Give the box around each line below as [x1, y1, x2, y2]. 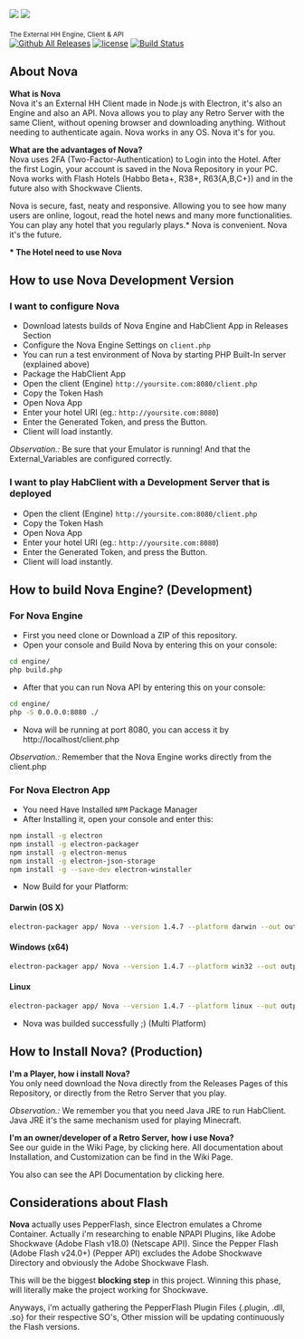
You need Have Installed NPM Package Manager [22, 804, 198, 815]
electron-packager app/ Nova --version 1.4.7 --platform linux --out [9, 1001, 278, 1010]
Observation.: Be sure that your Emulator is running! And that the [9, 444, 251, 454]
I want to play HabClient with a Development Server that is [9, 476, 271, 489]
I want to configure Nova [9, 300, 120, 312]
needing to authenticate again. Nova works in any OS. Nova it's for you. [9, 127, 276, 138]
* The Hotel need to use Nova [9, 246, 122, 257]
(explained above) [22, 359, 90, 370]
